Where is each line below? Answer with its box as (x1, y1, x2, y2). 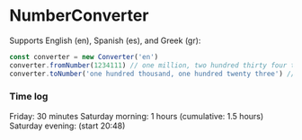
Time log (9, 91, 49, 103)
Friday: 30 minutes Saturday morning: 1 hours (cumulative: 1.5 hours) (9, 110, 264, 121)
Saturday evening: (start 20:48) (9, 120, 126, 131)
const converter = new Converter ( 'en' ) (9, 52, 159, 61)
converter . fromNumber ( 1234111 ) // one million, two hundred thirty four (9, 60, 288, 70)
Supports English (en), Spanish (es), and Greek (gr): (9, 35, 201, 46)
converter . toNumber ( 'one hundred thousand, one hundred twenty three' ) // (9, 69, 296, 78)
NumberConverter (9, 5, 149, 26)
